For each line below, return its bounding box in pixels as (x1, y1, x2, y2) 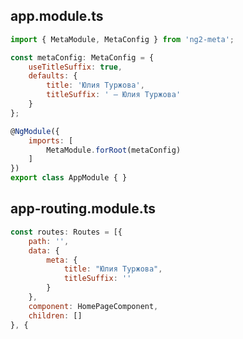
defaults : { (28, 71, 78, 81)
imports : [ (28, 135, 74, 146)
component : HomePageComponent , (28, 301, 159, 311)
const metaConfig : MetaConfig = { (10, 52, 155, 63)
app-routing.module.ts (10, 200, 157, 218)
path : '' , (28, 236, 70, 246)
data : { (28, 245, 60, 256)
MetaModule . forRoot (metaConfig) (46, 145, 182, 155)
